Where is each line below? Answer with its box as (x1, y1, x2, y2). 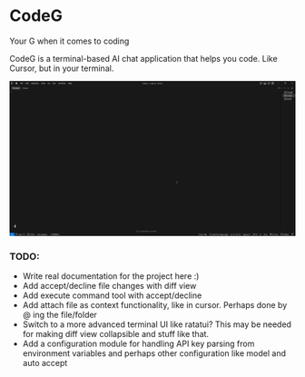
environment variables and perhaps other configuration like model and (22, 347, 286, 359)
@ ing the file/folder (22, 309, 98, 320)
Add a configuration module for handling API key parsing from (22, 338, 255, 349)
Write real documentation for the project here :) (22, 270, 200, 282)
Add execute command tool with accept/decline (22, 290, 202, 301)
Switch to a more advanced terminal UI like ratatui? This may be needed (22, 319, 292, 330)
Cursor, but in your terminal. (9, 63, 114, 74)
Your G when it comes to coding (9, 35, 130, 46)
